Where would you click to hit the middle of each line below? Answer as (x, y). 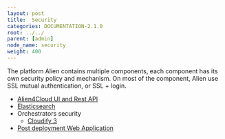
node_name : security (37, 45)
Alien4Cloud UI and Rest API (57, 99)
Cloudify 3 (42, 121)
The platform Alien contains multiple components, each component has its (112, 71)
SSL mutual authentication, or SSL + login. (67, 86)
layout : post (26, 13)
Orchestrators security (49, 113)
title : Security (32, 20)
